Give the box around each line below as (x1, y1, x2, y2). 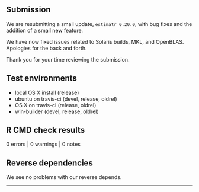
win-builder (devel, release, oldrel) (14, 108, 99, 115)
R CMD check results (6, 125, 85, 135)
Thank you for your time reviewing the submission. (6, 56, 130, 63)
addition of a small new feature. (6, 27, 84, 34)
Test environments (6, 73, 77, 84)
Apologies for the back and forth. (6, 44, 87, 52)
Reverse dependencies (6, 158, 93, 168)
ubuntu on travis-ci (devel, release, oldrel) (14, 95, 117, 103)
